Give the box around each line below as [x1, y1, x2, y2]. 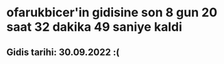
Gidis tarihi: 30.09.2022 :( [6, 46, 120, 58]
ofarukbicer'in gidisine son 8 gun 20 [6, 5, 218, 20]
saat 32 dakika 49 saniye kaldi [6, 19, 182, 35]
